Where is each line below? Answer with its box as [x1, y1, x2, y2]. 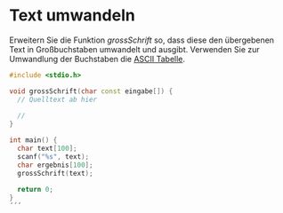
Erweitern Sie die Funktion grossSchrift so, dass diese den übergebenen [9, 35, 274, 45]
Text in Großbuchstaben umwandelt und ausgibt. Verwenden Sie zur [9, 43, 260, 54]
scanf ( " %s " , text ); [17, 152, 90, 161]
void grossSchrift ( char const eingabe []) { [9, 86, 174, 96]
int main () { [9, 136, 58, 145]
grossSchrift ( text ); [17, 169, 93, 177]
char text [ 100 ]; [17, 144, 77, 154]
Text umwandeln [9, 5, 135, 26]
